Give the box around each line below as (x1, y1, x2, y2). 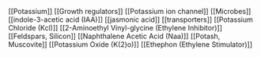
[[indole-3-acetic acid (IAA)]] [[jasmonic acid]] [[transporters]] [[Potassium (8, 15, 253, 24)
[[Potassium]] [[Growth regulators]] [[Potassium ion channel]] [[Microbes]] (8, 7, 252, 16)
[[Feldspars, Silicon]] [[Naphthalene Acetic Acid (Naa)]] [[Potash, (8, 31, 221, 41)
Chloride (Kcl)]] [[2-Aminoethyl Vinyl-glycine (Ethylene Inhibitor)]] (8, 23, 223, 32)
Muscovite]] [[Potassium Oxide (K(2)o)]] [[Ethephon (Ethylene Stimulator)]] (8, 40, 253, 49)
